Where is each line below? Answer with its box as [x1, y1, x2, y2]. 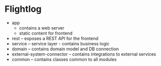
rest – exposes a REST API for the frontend [11, 35, 99, 41]
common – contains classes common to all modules [11, 56, 117, 62]
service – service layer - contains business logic [11, 40, 110, 46]
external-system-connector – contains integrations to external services [11, 51, 156, 57]
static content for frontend [19, 30, 73, 36]
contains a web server [19, 25, 64, 31]
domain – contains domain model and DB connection [11, 46, 119, 52]
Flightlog [4, 3, 42, 15]
